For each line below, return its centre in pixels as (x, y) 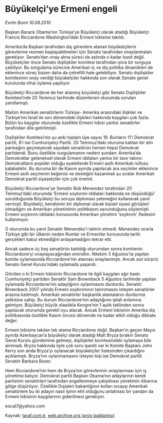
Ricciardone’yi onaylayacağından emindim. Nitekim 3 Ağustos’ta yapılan (77, 254)
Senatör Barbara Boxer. (28, 361)
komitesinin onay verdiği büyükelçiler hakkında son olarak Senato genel (77, 78)
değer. (11, 320)
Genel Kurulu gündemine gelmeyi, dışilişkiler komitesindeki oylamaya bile (78, 340)
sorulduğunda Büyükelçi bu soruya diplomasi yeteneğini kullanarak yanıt (77, 198)
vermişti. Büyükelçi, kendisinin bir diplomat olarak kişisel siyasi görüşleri (77, 204)
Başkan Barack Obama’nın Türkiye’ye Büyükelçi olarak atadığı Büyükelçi (77, 32)
